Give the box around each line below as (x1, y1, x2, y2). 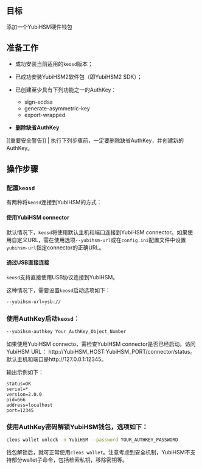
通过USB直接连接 (6, 259, 50, 267)
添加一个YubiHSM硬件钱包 (6, 23, 73, 30)
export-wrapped (24, 111, 66, 118)
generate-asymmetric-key (24, 104, 90, 112)
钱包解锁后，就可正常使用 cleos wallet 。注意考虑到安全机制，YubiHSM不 (6, 448, 190, 456)
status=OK (6, 381, 32, 387)
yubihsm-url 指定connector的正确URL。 (6, 243, 105, 251)
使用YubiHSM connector (6, 213, 70, 221)
